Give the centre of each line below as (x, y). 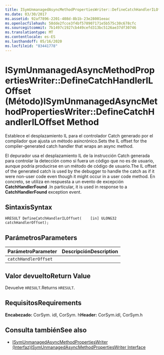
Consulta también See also (46, 330)
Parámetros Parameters (41, 238)
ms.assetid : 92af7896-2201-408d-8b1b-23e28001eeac (58, 19)
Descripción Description (90, 251)
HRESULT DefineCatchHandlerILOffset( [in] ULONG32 (61, 219)
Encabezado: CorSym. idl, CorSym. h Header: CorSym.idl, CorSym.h (74, 315)
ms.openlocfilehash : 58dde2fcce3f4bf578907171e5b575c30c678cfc (71, 23)
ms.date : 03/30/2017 (26, 14)
